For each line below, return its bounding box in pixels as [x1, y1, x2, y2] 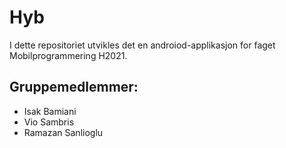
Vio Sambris [23, 116, 75, 128]
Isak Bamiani [23, 105, 77, 117]
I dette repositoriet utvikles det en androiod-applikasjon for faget [9, 39, 276, 51]
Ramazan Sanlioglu [23, 126, 104, 138]
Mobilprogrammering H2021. [9, 49, 128, 61]
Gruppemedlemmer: [9, 79, 139, 96]
